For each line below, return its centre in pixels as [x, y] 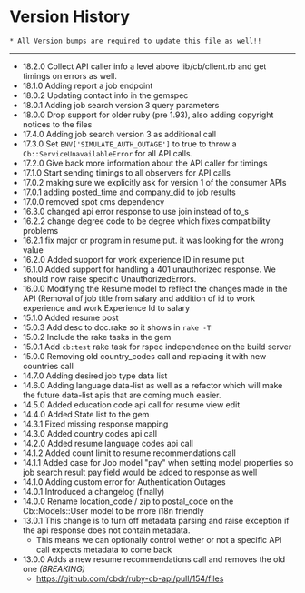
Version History [69, 17]
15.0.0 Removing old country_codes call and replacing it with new [144, 356]
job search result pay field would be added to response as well [140, 472]
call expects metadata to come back [104, 549]
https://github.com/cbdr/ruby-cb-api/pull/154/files [130, 578]
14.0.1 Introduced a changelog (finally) [93, 491]
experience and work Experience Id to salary [106, 307]
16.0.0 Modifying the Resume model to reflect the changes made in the [155, 288]
